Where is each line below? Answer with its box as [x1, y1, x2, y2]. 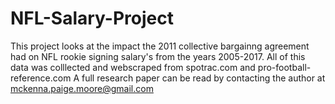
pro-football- [257, 61, 312, 73]
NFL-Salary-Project [10, 7, 174, 30]
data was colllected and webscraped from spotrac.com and [10, 61, 256, 73]
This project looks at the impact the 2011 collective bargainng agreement [10, 40, 310, 52]
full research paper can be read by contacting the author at [81, 72, 326, 84]
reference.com [10, 72, 72, 84]
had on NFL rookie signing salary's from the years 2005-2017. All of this [10, 50, 306, 62]
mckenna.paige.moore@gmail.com [10, 82, 154, 94]
